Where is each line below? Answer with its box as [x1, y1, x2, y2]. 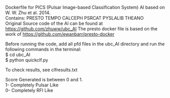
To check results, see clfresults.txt [5, 67, 78, 73]
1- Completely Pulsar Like [5, 82, 59, 88]
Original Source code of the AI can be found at [5, 20, 103, 26]
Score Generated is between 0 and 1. [5, 77, 83, 82]
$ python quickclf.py [5, 57, 48, 63]
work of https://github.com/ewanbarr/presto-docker [5, 31, 115, 37]
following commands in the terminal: [5, 46, 81, 52]
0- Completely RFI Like [5, 87, 53, 93]
